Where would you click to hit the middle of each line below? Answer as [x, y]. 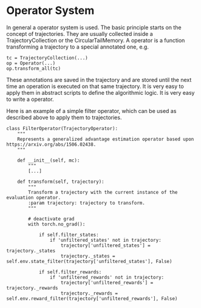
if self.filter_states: [69, 234]
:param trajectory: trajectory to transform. [87, 203]
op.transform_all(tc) [34, 68]
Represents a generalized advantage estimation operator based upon [106, 139]
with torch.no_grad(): [57, 224]
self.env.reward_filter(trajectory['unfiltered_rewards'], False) [92, 298]
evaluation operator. [34, 197]
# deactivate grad [51, 219]
